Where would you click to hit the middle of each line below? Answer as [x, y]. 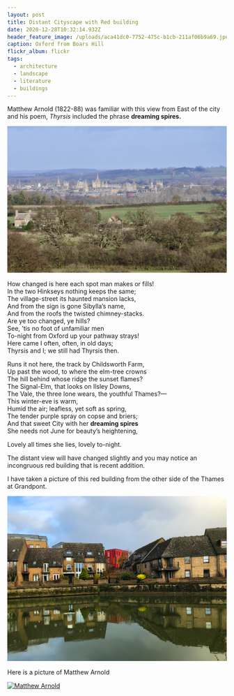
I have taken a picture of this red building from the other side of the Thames [116, 479]
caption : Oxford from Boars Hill [56, 44]
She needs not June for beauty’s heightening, [72, 431]
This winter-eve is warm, [43, 401]
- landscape [31, 73]
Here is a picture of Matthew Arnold [58, 672]
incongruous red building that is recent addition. [76, 466]
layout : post [26, 15]
